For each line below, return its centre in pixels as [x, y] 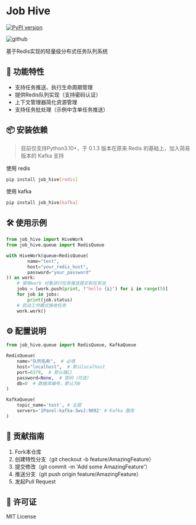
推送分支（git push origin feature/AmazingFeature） [78, 474]
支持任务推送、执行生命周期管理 [54, 87]
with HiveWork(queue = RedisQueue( [47, 256]
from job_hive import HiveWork [45, 240]
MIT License [21, 517]
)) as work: [21, 278]
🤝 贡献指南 [25, 436]
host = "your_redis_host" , [58, 267]
